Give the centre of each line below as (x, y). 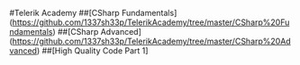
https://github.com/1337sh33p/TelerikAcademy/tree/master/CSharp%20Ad (151, 41)
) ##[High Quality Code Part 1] (92, 51)
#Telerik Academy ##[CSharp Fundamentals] (93, 13)
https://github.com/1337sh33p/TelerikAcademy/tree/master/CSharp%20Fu (151, 22)
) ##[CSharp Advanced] (97, 32)
